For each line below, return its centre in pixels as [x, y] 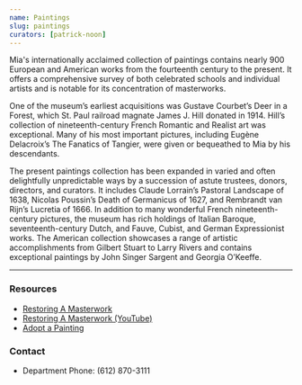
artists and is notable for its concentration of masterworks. [118, 89]
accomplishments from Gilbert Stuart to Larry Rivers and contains [131, 247]
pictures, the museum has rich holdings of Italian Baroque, [148, 219]
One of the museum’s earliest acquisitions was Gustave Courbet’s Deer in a [148, 106]
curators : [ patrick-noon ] [58, 34]
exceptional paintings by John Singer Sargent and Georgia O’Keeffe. [136, 257]
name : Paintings [40, 18]
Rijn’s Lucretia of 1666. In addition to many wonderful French [121, 210]
